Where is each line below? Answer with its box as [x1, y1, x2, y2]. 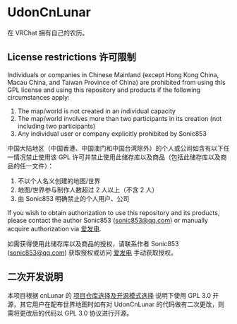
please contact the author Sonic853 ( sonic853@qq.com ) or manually [7, 216, 208, 224]
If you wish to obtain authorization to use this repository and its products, [7, 208, 220, 216]
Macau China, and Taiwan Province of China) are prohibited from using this [7, 78, 226, 86]
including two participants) [17, 122, 96, 130]
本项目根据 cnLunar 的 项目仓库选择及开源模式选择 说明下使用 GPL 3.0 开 [7, 291, 219, 299]
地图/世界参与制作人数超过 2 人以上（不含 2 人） [17, 185, 159, 194]
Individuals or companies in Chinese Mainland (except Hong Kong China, [7, 70, 219, 79]
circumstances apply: [7, 93, 70, 101]
